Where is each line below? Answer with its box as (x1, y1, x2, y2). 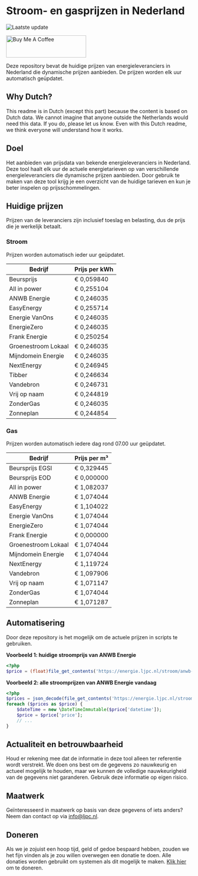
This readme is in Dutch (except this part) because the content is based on (6, 107, 187, 114)
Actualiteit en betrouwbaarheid (6, 739, 124, 749)
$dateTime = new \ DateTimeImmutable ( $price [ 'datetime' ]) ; (16, 707, 162, 713)
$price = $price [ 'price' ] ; (16, 712, 83, 718)
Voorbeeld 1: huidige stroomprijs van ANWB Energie (6, 651, 137, 658)
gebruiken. (6, 640, 32, 647)
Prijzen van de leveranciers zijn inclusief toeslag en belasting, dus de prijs (6, 217, 186, 224)
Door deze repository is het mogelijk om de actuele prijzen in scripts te (6, 633, 178, 640)
